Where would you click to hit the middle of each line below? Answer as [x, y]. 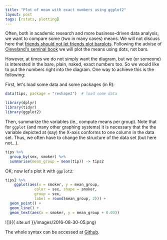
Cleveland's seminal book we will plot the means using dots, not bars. [77, 49]
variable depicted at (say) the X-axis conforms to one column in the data [80, 132]
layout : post [19, 14]
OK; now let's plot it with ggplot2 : [39, 171]
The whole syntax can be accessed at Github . [52, 232]
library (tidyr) [21, 107]
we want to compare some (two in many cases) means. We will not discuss [82, 38]
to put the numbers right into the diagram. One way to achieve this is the [79, 69]
